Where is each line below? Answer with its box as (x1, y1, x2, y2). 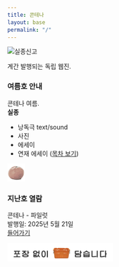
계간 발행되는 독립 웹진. (7, 62, 72, 70)
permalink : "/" (7, 26, 52, 33)
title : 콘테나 (7, 11, 44, 18)
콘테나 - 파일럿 (7, 211, 48, 219)
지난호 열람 (7, 194, 43, 204)
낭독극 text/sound (17, 123, 68, 131)
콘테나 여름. (7, 99, 40, 107)
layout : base (7, 18, 46, 26)
